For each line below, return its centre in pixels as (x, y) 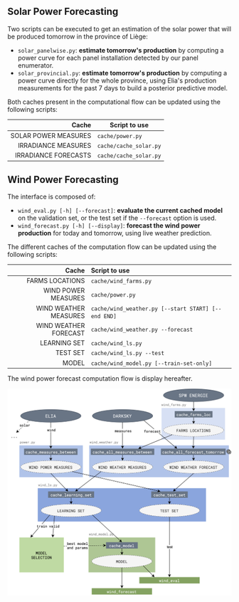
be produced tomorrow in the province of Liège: (78, 36)
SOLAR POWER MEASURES (51, 135)
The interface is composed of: (52, 197)
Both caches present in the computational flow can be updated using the (114, 102)
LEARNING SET (63, 343)
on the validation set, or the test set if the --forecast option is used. (117, 218)
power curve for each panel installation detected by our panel (108, 58)
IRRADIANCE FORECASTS (53, 155)
